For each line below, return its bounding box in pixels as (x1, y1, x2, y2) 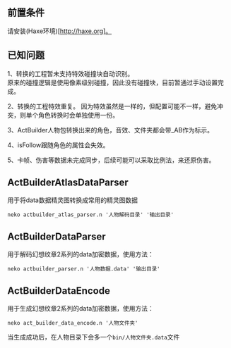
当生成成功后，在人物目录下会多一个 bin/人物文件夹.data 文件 (7, 333, 180, 342)
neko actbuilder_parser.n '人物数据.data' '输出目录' (7, 266, 160, 273)
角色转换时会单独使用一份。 (37, 111, 119, 119)
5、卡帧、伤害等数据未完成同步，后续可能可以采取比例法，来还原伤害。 (7, 156, 215, 164)
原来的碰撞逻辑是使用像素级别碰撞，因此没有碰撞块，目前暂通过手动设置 (7, 78, 218, 87)
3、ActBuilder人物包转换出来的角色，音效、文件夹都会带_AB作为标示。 (7, 125, 214, 134)
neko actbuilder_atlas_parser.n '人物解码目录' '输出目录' (7, 211, 174, 218)
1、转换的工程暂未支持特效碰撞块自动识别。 (7, 69, 134, 77)
